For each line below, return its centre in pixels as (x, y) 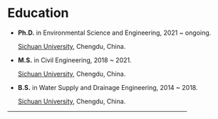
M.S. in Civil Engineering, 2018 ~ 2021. (74, 60)
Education (38, 13)
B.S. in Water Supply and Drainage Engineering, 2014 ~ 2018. (108, 87)
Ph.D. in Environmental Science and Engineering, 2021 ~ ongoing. (114, 33)
